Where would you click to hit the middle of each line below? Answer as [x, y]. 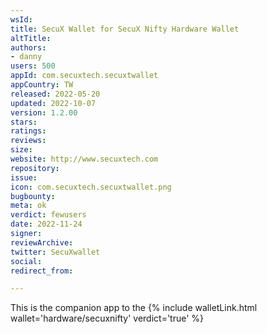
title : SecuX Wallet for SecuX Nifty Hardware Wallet [125, 29]
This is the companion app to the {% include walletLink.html [134, 308]
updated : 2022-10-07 [53, 103]
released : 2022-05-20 [55, 94]
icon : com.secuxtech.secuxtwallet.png [91, 187]
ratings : [28, 131]
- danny [26, 57]
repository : [35, 168]
